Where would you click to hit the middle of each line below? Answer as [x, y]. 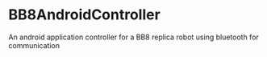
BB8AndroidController [85, 15]
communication [34, 45]
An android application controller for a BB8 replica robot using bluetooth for [134, 37]
